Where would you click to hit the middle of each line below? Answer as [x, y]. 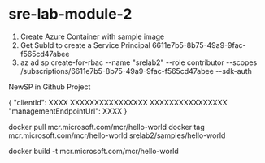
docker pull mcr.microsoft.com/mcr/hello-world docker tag [106, 127]
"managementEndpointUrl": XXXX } [68, 111]
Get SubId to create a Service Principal [85, 45]
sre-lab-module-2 [70, 14]
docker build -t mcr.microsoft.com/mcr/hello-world [93, 151]
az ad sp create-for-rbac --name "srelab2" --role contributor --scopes [139, 62]
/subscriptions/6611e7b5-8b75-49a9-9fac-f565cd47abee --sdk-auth [136, 71]
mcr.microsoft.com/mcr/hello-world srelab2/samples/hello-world [117, 135]
